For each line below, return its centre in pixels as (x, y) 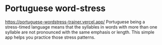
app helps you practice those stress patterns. (50, 37)
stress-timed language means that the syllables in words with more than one (81, 27)
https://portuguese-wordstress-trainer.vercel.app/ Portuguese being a (75, 22)
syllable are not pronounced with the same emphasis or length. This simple (80, 32)
